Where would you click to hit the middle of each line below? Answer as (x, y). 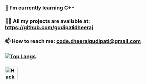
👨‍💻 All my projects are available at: (48, 21)
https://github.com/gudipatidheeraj (49, 27)
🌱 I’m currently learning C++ (40, 8)
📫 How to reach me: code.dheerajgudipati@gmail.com (73, 41)
